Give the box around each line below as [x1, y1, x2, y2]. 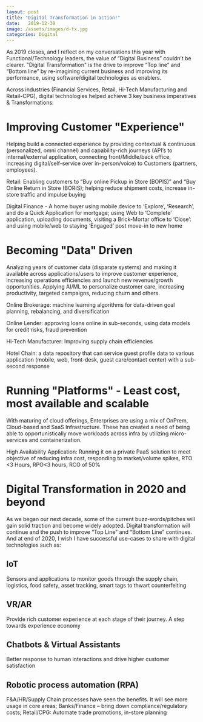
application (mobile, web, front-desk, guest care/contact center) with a [6, 356, 184, 363]
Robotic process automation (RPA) [6, 679, 139, 690]
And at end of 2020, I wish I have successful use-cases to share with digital [6, 534, 196, 542]
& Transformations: [6, 99, 54, 107]
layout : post [6, 9, 39, 15]
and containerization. [28, 436, 82, 443]
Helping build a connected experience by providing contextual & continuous [6, 141, 196, 148]
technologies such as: [6, 541, 61, 549]
